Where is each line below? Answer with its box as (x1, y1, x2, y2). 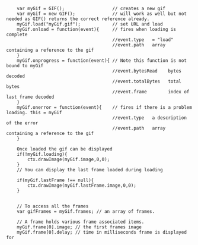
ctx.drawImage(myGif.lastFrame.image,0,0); (27, 183, 136, 189)
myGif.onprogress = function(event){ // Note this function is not (17, 58, 187, 64)
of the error (6, 120, 39, 126)
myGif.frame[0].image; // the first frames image (17, 224, 142, 230)
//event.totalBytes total (112, 78, 182, 84)
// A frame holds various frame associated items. (17, 219, 145, 225)
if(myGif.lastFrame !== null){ (17, 177, 94, 183)
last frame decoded (6, 94, 55, 100)
